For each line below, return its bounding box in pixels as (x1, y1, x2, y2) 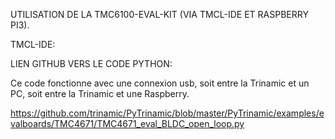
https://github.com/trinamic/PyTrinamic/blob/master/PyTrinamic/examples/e (10, 107, 325, 119)
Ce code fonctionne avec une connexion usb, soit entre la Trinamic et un (10, 77, 310, 89)
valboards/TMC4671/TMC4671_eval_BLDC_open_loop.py (10, 118, 245, 129)
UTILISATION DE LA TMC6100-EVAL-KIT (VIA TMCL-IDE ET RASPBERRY (10, 9, 309, 20)
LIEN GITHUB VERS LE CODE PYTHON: (10, 58, 173, 69)
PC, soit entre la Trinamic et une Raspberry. (10, 88, 190, 99)
